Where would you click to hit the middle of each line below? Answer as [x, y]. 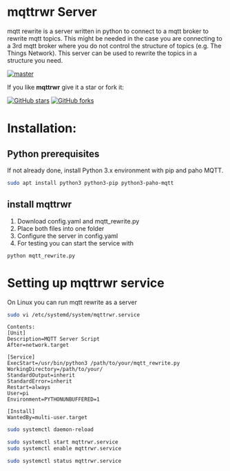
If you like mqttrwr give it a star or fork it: [65, 87]
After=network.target [38, 345]
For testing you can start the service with [75, 243]
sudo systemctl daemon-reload [51, 430]
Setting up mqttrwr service [86, 283]
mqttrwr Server [52, 12]
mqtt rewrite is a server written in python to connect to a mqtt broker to [108, 31]
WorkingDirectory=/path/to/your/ [55, 370]
